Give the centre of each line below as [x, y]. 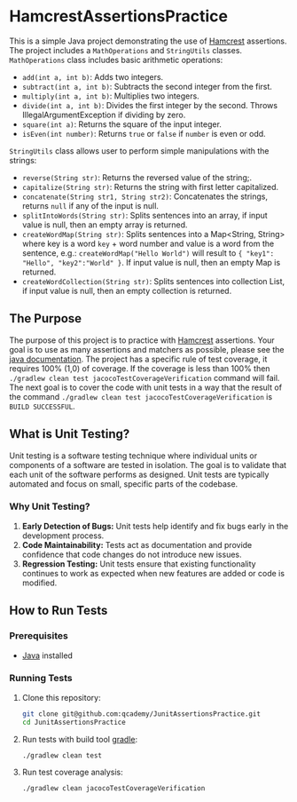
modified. [39, 583]
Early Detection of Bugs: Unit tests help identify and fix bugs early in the [155, 526]
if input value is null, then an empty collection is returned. [127, 290]
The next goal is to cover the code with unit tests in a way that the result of [145, 387]
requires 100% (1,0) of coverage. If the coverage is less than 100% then [140, 368]
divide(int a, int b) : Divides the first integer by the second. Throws [149, 105]
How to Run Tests [59, 611]
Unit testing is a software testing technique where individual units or [133, 456]
